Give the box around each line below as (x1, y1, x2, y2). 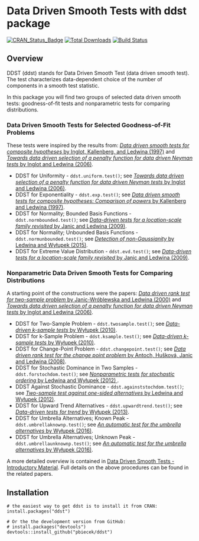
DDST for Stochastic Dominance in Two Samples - (15, 364, 138, 371)
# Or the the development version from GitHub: (6, 519, 126, 525)
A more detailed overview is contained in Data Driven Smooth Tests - (6, 458, 175, 465)
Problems (6, 128, 35, 136)
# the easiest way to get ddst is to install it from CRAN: (6, 503, 158, 510)
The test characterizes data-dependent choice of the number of (6, 75, 163, 82)
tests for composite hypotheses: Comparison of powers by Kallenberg (15, 198, 187, 205)
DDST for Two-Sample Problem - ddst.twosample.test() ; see (15, 320, 165, 327)
